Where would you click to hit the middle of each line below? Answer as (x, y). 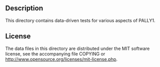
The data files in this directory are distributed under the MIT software (77, 48)
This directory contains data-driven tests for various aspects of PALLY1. (81, 20)
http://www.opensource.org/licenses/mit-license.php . (61, 59)
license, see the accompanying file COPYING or (55, 54)
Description (24, 8)
